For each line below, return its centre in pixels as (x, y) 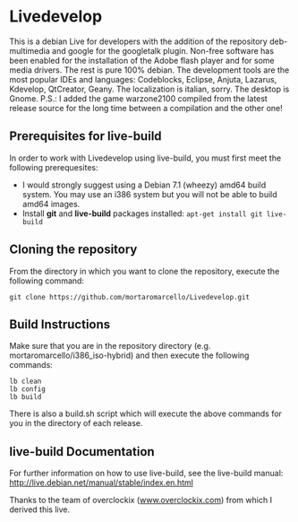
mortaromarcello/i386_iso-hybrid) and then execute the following (129, 355)
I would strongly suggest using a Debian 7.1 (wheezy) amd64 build (144, 185)
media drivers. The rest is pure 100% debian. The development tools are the (149, 70)
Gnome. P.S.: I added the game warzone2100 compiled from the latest (139, 98)
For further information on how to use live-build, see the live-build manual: (146, 474)
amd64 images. (51, 204)
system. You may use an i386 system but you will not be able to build (149, 194)
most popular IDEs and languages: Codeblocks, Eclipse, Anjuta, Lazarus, (143, 79)
